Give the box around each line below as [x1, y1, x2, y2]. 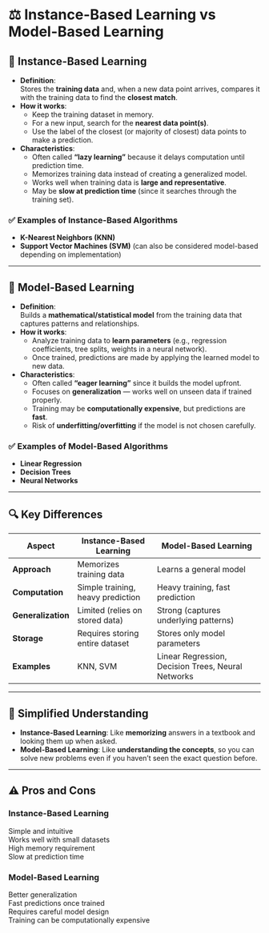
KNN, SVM [77, 661, 118, 672]
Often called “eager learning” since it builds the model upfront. [31, 378, 242, 388]
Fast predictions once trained [8, 899, 106, 908]
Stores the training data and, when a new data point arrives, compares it [19, 84, 260, 94]
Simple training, [77, 582, 136, 593]
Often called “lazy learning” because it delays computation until [31, 152, 246, 162]
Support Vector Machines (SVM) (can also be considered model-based [19, 242, 259, 251]
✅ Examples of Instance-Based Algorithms [8, 214, 179, 226]
